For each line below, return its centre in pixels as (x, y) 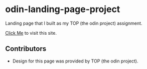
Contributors (26, 49)
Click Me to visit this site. (31, 33)
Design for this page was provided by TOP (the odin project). (75, 61)
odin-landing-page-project (63, 9)
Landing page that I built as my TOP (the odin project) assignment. (74, 23)
